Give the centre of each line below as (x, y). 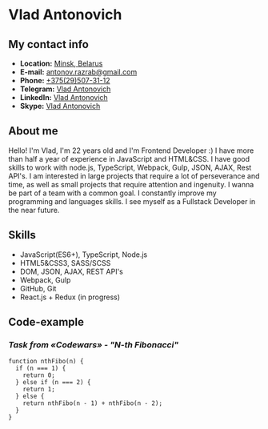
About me (33, 131)
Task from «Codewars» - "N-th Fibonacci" (93, 344)
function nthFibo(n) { (46, 362)
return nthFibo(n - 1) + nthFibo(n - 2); (92, 403)
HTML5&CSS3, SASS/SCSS (65, 263)
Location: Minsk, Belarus (61, 63)
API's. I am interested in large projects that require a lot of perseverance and (134, 176)
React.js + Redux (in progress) (70, 297)
